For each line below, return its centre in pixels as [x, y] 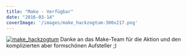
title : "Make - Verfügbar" [40, 12]
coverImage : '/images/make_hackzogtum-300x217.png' [72, 22]
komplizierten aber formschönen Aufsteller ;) [61, 46]
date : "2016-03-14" [31, 17]
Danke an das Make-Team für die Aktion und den [120, 40]
